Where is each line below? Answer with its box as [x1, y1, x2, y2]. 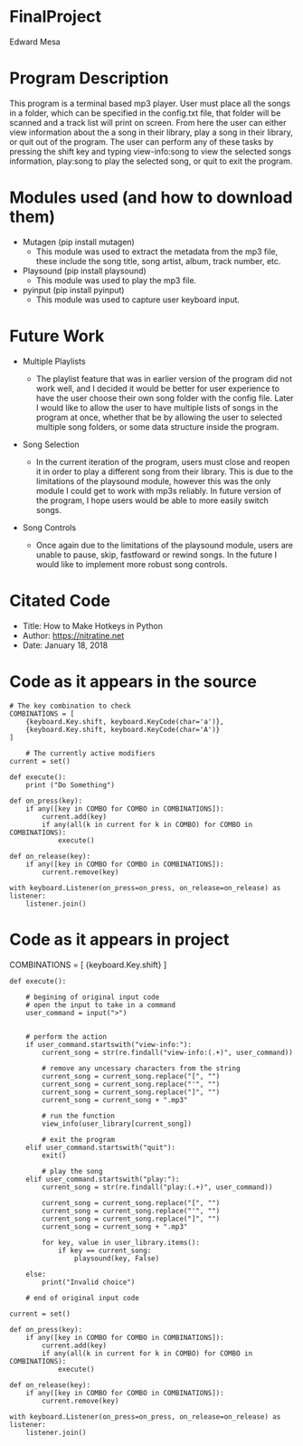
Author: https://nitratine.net [22, 630, 125, 641]
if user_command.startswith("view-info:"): [25, 1040, 193, 1049]
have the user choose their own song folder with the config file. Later [35, 392, 294, 404]
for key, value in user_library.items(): [42, 1238, 201, 1247]
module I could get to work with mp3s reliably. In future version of [35, 485, 282, 496]
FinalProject [9, 6, 102, 27]
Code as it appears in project [9, 929, 230, 949]
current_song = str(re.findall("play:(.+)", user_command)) [42, 1183, 273, 1192]
